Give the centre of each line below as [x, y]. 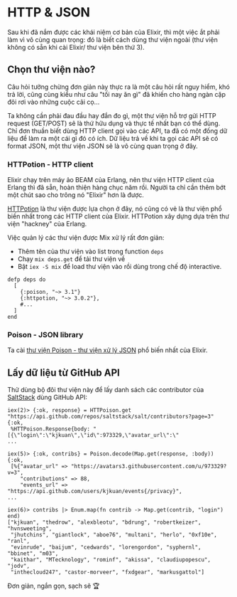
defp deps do [27, 280]
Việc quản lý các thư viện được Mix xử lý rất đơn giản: [86, 238]
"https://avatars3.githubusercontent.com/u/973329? [149, 467]
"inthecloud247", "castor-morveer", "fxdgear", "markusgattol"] [107, 572]
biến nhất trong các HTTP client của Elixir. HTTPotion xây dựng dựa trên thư [118, 216]
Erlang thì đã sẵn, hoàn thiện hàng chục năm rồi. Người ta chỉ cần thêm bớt [117, 187]
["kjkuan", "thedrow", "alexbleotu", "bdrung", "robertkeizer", [104, 523]
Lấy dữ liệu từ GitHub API [64, 373]
